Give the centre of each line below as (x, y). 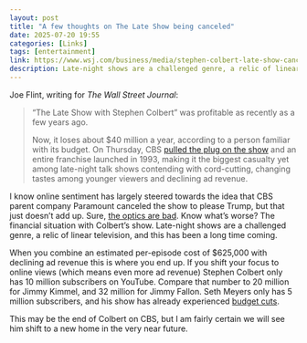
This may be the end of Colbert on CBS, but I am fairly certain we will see (147, 318)
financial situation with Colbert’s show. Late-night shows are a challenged (148, 225)
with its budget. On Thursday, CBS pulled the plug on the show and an (164, 149)
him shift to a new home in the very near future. (99, 328)
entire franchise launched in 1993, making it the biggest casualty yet (160, 159)
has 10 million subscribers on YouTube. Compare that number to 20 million (149, 281)
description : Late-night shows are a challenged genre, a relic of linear (155, 69)
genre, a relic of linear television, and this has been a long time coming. (143, 234)
